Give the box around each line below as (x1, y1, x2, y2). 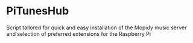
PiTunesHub (6, 4, 69, 18)
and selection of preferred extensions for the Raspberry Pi (6, 30, 151, 37)
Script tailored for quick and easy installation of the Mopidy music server (6, 24, 187, 31)
